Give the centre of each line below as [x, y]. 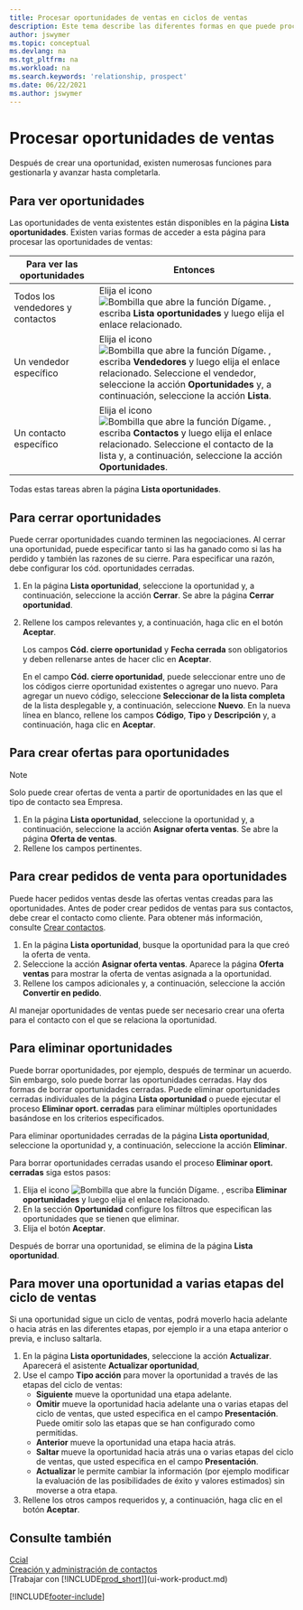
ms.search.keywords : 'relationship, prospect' [98, 77]
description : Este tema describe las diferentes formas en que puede [143, 26]
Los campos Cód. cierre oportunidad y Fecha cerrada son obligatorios [155, 650]
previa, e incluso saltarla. [55, 1339]
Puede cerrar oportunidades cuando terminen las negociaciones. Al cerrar [147, 539]
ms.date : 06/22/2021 [48, 85]
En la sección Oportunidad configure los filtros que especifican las [147, 1209]
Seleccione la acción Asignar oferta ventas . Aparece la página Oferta [153, 964]
